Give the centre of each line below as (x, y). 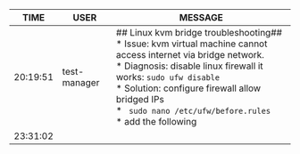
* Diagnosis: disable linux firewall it (189, 66)
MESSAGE (201, 17)
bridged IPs (140, 99)
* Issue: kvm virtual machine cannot (192, 44)
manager (81, 82)
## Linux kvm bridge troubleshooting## (199, 32)
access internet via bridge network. (190, 55)
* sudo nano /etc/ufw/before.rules (193, 110)
